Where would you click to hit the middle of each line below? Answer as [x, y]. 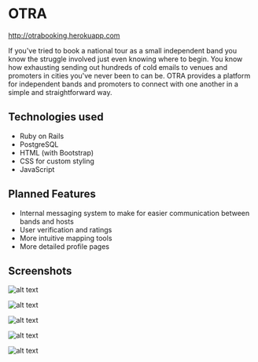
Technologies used [56, 117]
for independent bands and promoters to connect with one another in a [123, 84]
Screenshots [40, 271]
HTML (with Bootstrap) [57, 152]
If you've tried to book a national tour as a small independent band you [123, 50]
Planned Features [52, 194]
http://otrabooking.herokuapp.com [64, 35]
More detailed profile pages [64, 246]
